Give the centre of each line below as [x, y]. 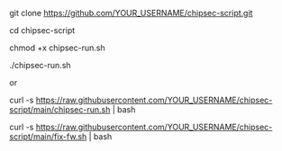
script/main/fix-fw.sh [48, 137]
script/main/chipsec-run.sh [60, 110]
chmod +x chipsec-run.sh [57, 48]
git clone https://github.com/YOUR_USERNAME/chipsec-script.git [131, 13]
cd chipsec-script [42, 30]
